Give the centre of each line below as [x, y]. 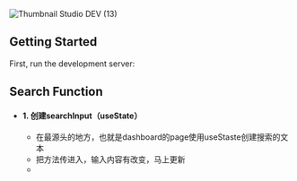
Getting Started [53, 42]
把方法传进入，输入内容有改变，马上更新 [110, 159]
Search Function [56, 92]
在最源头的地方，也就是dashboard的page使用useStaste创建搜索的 [158, 137]
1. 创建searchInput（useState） [82, 116]
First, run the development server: [72, 64]
